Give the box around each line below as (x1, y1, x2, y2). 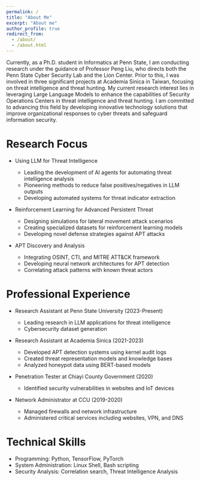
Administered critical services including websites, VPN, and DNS (23, 414, 184, 421)
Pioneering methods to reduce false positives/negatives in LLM (23, 181, 180, 189)
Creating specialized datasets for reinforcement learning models (23, 223, 183, 231)
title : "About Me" (6, 14, 52, 20)
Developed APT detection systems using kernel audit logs (23, 348, 166, 355)
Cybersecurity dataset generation (23, 325, 108, 332)
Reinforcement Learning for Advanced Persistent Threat (14, 205, 154, 213)
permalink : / (6, 8, 39, 15)
